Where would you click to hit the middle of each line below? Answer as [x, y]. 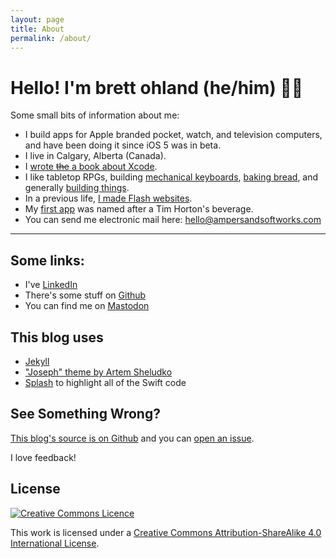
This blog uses [57, 337]
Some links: [47, 260]
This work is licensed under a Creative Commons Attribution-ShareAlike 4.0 [166, 532]
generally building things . [77, 188]
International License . [55, 543]
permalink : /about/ [51, 38]
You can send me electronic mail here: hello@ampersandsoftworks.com [173, 220]
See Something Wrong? [85, 414]
